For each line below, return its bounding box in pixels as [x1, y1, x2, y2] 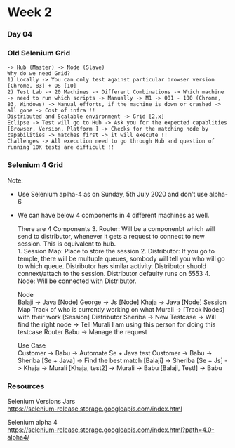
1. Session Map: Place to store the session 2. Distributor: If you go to [17, 246, 215, 255]
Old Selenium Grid [7, 48, 71, 58]
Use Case [17, 341, 46, 350]
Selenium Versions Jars [7, 397, 76, 405]
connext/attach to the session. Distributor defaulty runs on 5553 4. [17, 269, 210, 277]
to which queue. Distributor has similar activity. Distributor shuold [17, 261, 207, 270]
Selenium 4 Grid [7, 160, 63, 170]
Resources [7, 381, 45, 390]
